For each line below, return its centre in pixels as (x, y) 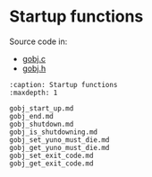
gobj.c (34, 58)
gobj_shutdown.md (42, 124)
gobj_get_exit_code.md (51, 164)
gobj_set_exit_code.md (51, 155)
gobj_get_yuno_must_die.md (59, 147)
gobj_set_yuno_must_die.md (59, 140)
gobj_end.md (31, 116)
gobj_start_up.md (42, 108)
